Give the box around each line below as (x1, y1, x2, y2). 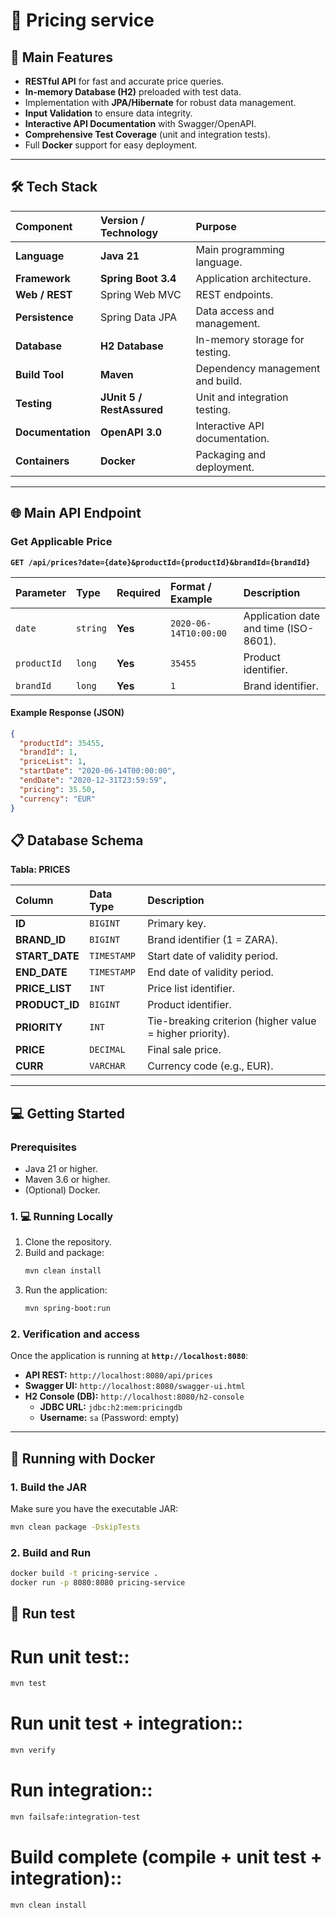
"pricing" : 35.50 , (19, 784, 97, 794)
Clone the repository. (24, 1236, 112, 1248)
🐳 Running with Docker (10, 1450, 156, 1467)
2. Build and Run (10, 1545, 92, 1559)
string (75, 622, 108, 634)
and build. (195, 374, 243, 388)
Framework (15, 271, 71, 285)
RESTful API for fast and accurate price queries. (24, 75, 225, 87)
